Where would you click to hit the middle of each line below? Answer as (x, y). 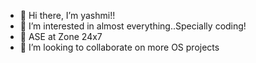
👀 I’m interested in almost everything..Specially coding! (133, 26)
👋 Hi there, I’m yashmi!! (67, 15)
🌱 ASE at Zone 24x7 (61, 36)
